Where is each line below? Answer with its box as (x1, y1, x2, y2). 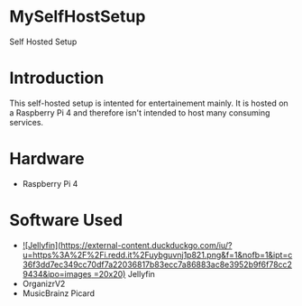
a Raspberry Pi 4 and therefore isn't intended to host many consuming (9, 107, 270, 118)
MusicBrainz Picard (22, 287, 96, 299)
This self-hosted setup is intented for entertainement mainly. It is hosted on (9, 97, 288, 108)
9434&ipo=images (22, 268, 92, 279)
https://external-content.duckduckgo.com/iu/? (60, 239, 233, 250)
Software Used (9, 210, 124, 230)
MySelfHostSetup (9, 6, 146, 27)
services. (9, 116, 43, 127)
